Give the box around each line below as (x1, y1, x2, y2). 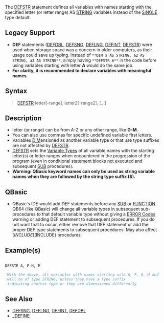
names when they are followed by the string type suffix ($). (12, 173, 136, 180)
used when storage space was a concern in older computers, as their (12, 46, 153, 53)
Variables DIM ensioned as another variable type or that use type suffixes (12, 137, 160, 143)
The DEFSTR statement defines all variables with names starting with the (5, 4, 152, 10)
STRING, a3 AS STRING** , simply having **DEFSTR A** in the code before (12, 57, 157, 63)
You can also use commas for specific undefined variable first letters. (12, 132, 153, 138)
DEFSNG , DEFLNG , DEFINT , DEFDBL (12, 308, 86, 314)
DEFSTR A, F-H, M (5, 263, 41, 268)
